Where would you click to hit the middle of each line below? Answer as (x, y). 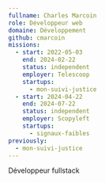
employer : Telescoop (56, 74)
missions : (24, 45)
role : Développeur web (45, 23)
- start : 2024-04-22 (49, 97)
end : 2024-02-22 (49, 60)
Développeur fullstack (44, 170)
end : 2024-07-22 (49, 104)
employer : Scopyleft (56, 119)
